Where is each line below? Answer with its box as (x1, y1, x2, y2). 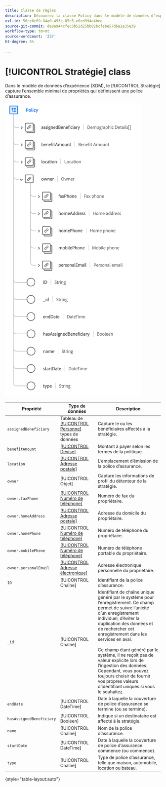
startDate (7, 743, 28, 748)
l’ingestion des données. (98, 662, 148, 669)
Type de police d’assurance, (98, 754, 155, 760)
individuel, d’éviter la (98, 615, 140, 621)
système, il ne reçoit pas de (98, 652, 154, 658)
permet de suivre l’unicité (98, 605, 150, 611)
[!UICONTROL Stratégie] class (5, 66, 131, 78)
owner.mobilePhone (7, 549, 45, 553)
